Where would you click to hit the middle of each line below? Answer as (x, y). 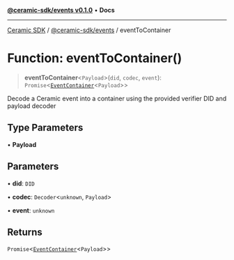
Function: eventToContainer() (95, 58)
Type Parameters (45, 128)
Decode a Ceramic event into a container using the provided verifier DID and (117, 98)
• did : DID (21, 183)
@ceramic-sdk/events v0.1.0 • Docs (61, 10)
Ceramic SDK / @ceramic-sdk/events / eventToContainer (89, 30)
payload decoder (32, 106)
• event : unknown (31, 210)
